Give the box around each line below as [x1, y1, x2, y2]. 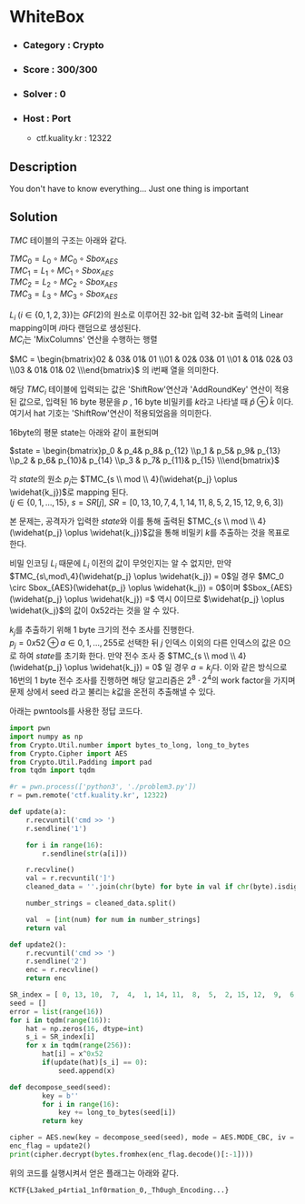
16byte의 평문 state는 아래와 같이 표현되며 [9, 427, 159, 438]
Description [9, 159, 77, 175]
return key [42, 1117, 84, 1126]
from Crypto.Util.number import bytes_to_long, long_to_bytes [9, 740, 250, 749]
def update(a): [9, 808, 67, 817]
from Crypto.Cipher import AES [9, 748, 128, 758]
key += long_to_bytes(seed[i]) [57, 1108, 177, 1118]
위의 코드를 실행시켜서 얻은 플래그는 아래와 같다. [9, 1167, 180, 1179]
